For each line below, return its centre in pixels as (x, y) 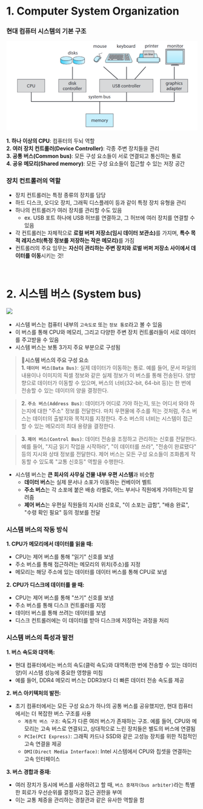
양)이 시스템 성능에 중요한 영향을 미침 (59, 672)
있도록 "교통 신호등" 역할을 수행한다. (82, 461)
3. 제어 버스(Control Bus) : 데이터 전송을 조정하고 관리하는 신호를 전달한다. (109, 439)
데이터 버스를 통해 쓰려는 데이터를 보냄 (60, 613)
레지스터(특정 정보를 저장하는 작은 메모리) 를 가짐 (78, 241)
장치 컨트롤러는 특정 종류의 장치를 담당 (60, 195)
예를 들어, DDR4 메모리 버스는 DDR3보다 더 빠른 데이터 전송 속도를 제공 (100, 680)
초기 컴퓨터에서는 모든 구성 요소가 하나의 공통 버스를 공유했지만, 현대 (96, 706)
